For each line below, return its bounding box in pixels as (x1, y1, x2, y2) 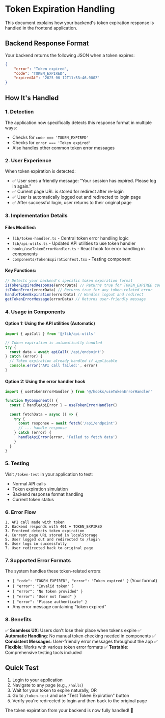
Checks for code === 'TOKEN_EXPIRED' (12, 134, 89, 140)
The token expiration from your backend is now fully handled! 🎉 (5, 707, 134, 713)
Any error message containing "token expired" (12, 604, 107, 610)
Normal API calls (12, 480, 46, 486)
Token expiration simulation (12, 486, 68, 492)
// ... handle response (18, 425, 67, 431)
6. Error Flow (5, 509, 36, 515)
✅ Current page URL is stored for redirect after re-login (12, 188, 124, 195)
